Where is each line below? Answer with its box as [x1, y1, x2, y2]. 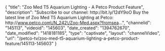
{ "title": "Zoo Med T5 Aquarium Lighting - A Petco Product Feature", [5, 4, 144, 10]
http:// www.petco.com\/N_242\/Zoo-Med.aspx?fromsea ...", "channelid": [5, 20, 152, 25]
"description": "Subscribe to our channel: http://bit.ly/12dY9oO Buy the [5, 9, 149, 15]
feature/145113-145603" [5, 41, 54, 46]
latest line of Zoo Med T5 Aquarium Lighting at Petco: [5, 15, 114, 20]
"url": [5, 35, 16, 41]
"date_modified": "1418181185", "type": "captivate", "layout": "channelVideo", [5, 30, 161, 36]
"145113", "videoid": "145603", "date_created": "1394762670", [5, 25, 131, 31]
